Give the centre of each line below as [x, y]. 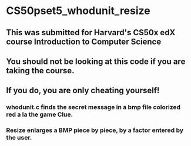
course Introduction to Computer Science [84, 41]
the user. [19, 138]
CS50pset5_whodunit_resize [78, 11]
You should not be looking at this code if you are [96, 61]
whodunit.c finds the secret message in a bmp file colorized [93, 107]
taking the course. [40, 71]
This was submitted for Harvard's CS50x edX [91, 33]
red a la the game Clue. [40, 114]
